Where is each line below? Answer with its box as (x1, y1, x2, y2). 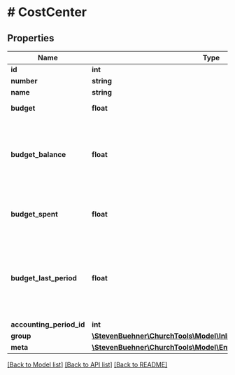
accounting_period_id (10, 320, 85, 329)
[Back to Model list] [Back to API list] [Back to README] (7, 360, 168, 369)
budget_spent (10, 210, 58, 219)
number (10, 76, 38, 86)
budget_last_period (10, 273, 77, 282)
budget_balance (10, 150, 66, 159)
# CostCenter (7, 4, 87, 20)
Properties (7, 32, 55, 44)
